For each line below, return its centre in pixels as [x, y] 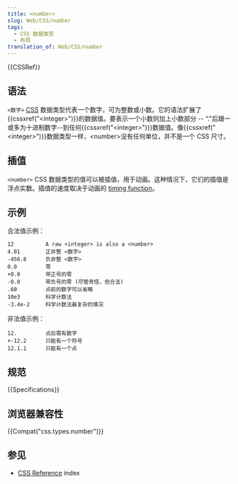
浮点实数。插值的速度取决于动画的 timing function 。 [83, 188]
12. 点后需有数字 [42, 334]
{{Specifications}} [34, 390]
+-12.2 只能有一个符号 [45, 341]
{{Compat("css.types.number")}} [56, 431]
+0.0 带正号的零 [40, 275]
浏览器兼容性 [35, 413]
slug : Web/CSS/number [39, 21]
